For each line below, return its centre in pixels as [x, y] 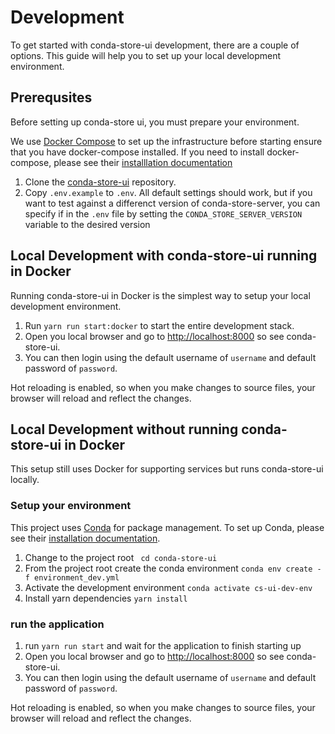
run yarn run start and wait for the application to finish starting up [163, 645]
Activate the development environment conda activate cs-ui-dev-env [168, 587]
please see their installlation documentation [143, 162]
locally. [25, 480]
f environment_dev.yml [72, 577]
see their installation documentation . [85, 538]
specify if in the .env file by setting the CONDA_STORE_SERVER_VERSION [163, 213]
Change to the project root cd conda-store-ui [121, 557]
